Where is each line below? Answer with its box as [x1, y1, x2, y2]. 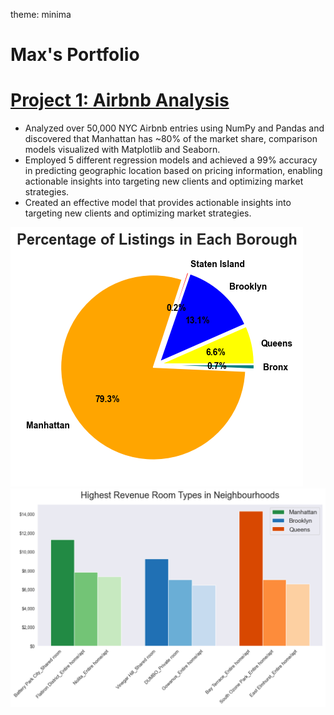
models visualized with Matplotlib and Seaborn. [24, 144, 221, 156]
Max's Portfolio [10, 44, 140, 66]
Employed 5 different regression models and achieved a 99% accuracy [24, 154, 318, 166]
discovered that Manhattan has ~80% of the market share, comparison [24, 133, 318, 145]
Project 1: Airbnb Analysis [10, 89, 230, 112]
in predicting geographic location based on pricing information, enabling [24, 165, 323, 177]
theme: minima [10, 9, 72, 20]
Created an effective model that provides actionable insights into [24, 197, 292, 209]
